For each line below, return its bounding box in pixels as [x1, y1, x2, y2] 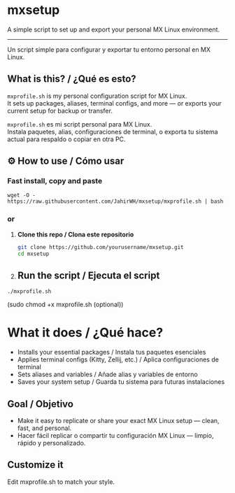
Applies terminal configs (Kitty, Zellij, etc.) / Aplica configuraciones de [17, 355, 219, 364]
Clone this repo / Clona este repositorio [17, 230, 134, 238]
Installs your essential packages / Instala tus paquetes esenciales [17, 348, 206, 357]
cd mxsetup [17, 250, 50, 257]
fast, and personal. [17, 424, 72, 432]
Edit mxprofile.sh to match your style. [7, 478, 115, 486]
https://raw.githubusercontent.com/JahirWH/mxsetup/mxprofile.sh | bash [7, 198, 224, 205]
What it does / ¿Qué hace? [7, 324, 164, 341]
